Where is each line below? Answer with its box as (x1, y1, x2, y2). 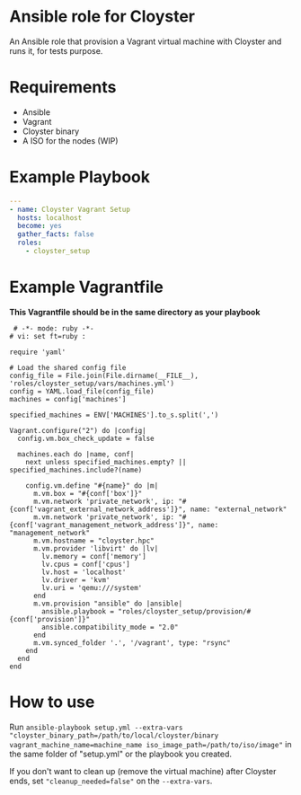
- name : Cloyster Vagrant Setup (9, 205, 130, 214)
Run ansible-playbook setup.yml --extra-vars (9, 721, 183, 732)
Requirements (9, 77, 117, 98)
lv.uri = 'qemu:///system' (41, 583, 143, 592)
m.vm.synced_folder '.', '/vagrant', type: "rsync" (32, 638, 231, 648)
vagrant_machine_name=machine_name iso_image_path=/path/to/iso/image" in (9, 738, 292, 749)
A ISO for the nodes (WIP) (22, 135, 119, 146)
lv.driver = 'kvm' (41, 575, 111, 585)
